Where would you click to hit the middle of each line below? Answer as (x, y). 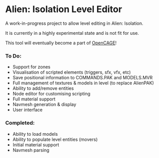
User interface (28, 110)
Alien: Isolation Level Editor (64, 9)
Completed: (20, 123)
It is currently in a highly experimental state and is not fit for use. (72, 33)
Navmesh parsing (31, 150)
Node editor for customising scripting (51, 94)
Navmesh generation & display (44, 104)
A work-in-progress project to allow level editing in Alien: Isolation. (74, 23)
